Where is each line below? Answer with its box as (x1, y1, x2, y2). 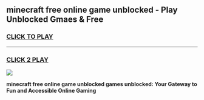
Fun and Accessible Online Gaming (6, 87, 97, 94)
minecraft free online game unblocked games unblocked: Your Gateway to (6, 80, 197, 87)
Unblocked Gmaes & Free (6, 15, 104, 25)
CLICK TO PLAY (6, 33, 53, 41)
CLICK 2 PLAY (6, 55, 49, 64)
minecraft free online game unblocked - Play (6, 5, 178, 15)
